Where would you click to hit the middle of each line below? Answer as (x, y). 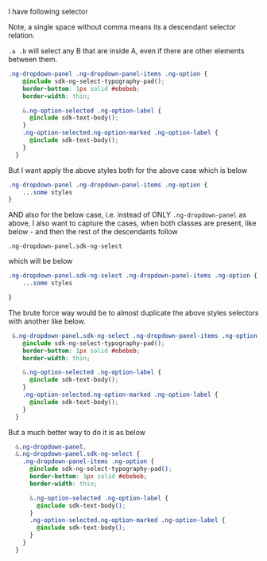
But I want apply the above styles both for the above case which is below (128, 170)
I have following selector (48, 12)
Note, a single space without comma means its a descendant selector (122, 27)
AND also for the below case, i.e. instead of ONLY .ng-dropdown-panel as (128, 215)
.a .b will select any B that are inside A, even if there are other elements (126, 51)
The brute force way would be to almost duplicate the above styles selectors (133, 312)
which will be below (41, 261)
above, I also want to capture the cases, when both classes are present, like (132, 223)
